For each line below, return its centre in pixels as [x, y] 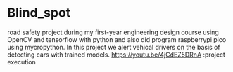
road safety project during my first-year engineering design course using [113, 32]
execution [22, 62]
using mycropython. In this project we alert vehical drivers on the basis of [114, 47]
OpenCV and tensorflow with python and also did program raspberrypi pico [117, 39]
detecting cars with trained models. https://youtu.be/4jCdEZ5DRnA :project [116, 55]
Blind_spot [39, 13]
